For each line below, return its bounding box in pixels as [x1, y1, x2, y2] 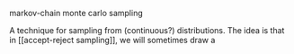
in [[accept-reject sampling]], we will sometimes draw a [9, 35, 216, 45]
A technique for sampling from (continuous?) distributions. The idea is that [9, 25, 285, 35]
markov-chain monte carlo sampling [9, 8, 144, 18]
